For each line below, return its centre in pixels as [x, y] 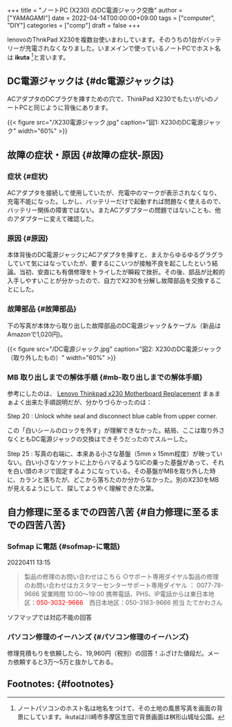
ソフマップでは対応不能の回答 [49, 617]
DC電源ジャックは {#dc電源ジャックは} [91, 81]
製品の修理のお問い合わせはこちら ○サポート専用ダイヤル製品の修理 [122, 576]
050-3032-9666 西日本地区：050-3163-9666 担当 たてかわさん [129, 602]
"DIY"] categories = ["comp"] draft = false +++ [74, 25]
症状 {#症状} [28, 177]
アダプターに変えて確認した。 [55, 219]
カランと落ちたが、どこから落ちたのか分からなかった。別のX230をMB [119, 480]
